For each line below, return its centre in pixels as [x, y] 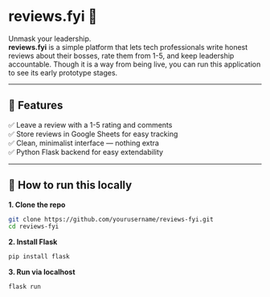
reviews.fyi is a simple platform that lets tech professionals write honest [128, 47]
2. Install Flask [33, 242]
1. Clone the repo [37, 205]
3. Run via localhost [42, 272]
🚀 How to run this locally [70, 185]
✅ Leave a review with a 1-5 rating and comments [90, 124]
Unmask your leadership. [50, 39]
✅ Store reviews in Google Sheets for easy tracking [93, 134]
